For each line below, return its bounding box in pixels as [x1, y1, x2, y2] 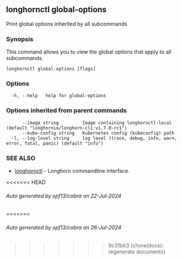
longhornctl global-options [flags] [6, 66, 96, 72]
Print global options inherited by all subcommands [6, 20, 127, 27]
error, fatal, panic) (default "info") [6, 140, 104, 146]
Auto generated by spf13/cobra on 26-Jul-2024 [6, 223, 122, 231]
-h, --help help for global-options [11, 93, 107, 99]
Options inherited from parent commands [6, 106, 127, 115]
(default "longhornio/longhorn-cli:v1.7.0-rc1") [6, 125, 127, 131]
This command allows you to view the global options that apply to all [6, 48, 171, 55]
